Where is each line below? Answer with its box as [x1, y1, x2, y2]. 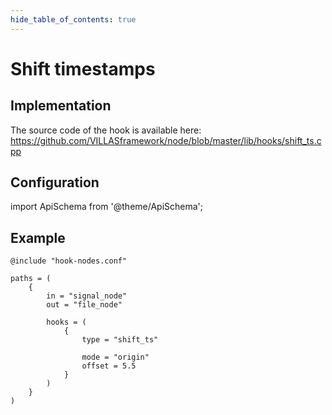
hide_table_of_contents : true [10, 14, 137, 25]
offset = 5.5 [81, 361, 137, 371]
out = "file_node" [46, 300, 123, 310]
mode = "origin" [81, 352, 150, 363]
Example [10, 229, 66, 246]
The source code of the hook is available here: [10, 124, 202, 136]
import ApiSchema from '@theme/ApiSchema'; [10, 201, 204, 213]
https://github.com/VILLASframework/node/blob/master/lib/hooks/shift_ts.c [10, 134, 322, 146]
